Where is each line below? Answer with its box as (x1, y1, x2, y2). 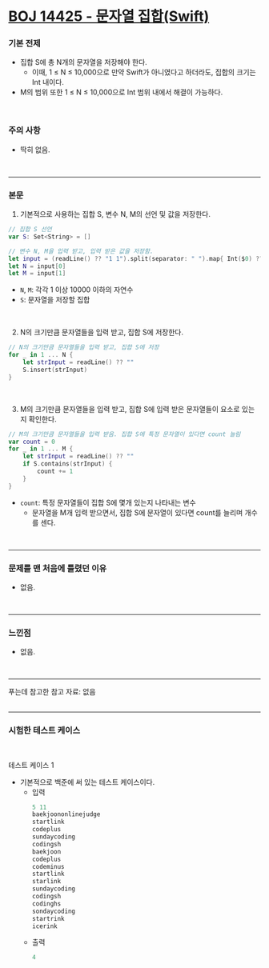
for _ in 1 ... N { (8, 351, 74, 359)
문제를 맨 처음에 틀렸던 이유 (8, 562, 107, 574)
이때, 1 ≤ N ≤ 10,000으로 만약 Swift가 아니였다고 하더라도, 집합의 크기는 (31, 67, 256, 77)
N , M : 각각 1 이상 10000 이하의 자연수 (19, 285, 134, 294)
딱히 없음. (19, 145, 50, 154)
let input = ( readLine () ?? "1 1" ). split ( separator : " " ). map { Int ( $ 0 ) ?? (8, 254, 263, 262)
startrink (31, 914, 66, 922)
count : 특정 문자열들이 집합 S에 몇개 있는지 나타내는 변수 (19, 498, 196, 507)
